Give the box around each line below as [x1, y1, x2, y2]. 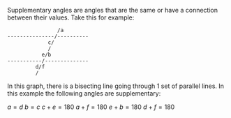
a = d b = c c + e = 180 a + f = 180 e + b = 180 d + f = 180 [7, 103, 175, 111]
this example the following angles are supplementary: [7, 89, 161, 97]
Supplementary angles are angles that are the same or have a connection [7, 6, 218, 14]
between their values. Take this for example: [7, 13, 135, 22]
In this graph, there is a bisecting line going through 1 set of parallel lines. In [7, 82, 225, 90]
